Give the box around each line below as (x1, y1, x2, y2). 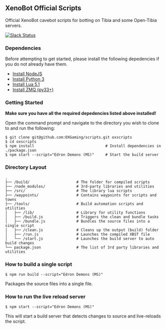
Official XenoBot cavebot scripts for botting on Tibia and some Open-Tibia (5, 17, 157, 23)
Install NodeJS (12, 71, 43, 77)
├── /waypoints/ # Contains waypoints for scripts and (5, 193, 157, 198)
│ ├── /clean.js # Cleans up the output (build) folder (5, 227, 159, 232)
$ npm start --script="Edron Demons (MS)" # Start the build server (5, 152, 159, 157)
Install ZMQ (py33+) (12, 87, 54, 93)
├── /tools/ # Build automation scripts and (5, 201, 143, 206)
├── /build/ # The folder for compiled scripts (5, 179, 150, 185)
